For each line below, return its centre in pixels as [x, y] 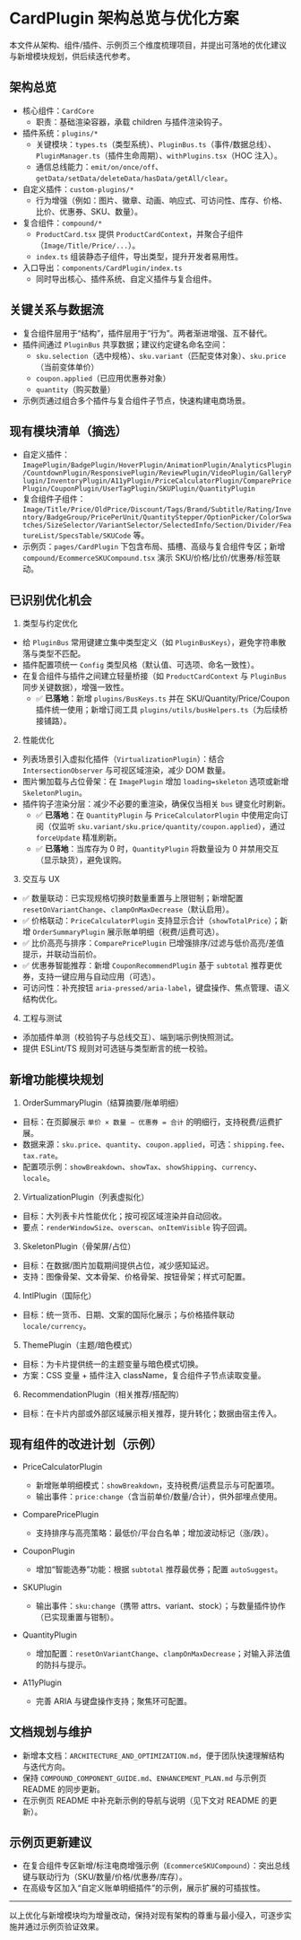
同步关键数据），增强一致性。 [75, 687]
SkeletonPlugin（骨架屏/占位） [79, 1246]
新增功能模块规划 [56, 1079]
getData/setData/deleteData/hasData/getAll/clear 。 [134, 178]
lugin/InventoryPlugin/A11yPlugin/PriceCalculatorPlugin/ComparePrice [157, 481]
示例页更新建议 [51, 1843]
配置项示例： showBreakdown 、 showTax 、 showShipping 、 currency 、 [142, 1167]
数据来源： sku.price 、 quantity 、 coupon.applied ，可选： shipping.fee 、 [155, 1144]
